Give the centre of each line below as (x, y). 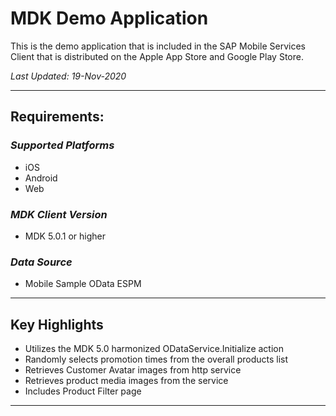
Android (41, 178)
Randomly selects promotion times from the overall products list (156, 359)
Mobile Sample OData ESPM (83, 284)
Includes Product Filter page (83, 391)
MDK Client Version (59, 214)
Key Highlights (57, 324)
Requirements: (57, 117)
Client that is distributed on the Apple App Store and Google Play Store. (157, 56)
